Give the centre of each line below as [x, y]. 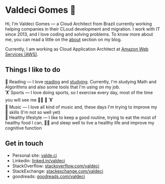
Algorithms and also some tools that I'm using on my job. [63, 87]
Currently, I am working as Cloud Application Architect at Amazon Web [77, 49]
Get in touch [24, 143]
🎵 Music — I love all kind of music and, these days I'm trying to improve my [81, 107]
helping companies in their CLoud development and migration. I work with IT [82, 29]
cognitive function [23, 128]
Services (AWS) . [22, 54]
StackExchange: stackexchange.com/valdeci [58, 171]
